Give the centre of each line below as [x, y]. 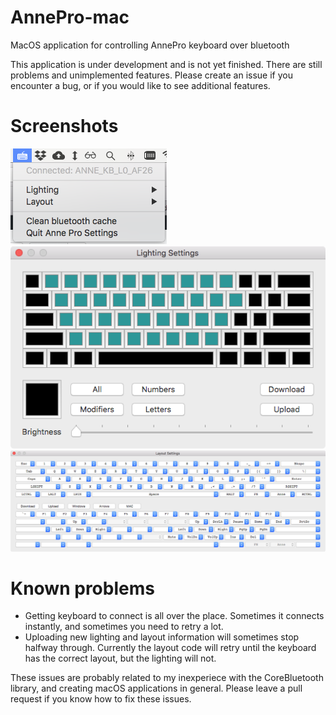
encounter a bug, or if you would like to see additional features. [140, 85]
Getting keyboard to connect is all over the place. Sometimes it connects [174, 616]
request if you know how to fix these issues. [101, 699]
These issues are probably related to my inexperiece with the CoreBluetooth [167, 678]
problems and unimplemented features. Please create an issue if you [151, 75]
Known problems [82, 588]
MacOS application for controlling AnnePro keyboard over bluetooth [150, 45]
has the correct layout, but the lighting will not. [120, 658]
